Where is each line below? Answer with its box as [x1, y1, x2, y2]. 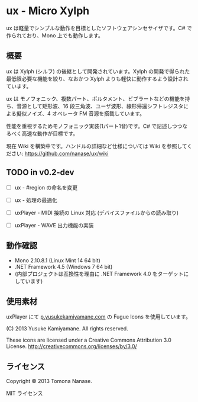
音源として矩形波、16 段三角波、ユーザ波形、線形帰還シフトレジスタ [16, 102, 184, 110]
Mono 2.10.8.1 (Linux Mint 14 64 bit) [14, 256, 100, 264]
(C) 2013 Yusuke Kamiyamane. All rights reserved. [6, 325, 128, 332]
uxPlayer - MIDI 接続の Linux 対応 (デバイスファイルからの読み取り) [14, 209, 179, 216]
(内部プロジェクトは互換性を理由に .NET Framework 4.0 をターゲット [14, 270, 184, 277]
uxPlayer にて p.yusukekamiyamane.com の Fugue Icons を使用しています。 [6, 313, 191, 320]
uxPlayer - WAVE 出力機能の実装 [14, 221, 94, 229]
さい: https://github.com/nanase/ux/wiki [11, 150, 109, 157]
